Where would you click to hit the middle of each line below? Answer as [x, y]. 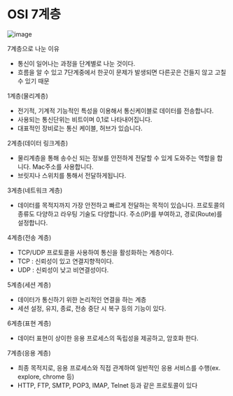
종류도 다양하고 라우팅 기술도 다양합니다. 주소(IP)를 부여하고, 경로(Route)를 [120, 213]
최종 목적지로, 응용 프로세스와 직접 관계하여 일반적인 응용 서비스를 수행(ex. [119, 367]
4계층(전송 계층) [29, 237]
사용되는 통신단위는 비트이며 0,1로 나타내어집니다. [85, 119]
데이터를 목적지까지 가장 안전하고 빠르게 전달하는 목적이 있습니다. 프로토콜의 [121, 205]
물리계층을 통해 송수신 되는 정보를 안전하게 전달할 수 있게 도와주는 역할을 [116, 157]
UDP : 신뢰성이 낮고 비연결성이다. [63, 269]
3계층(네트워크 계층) [35, 190]
